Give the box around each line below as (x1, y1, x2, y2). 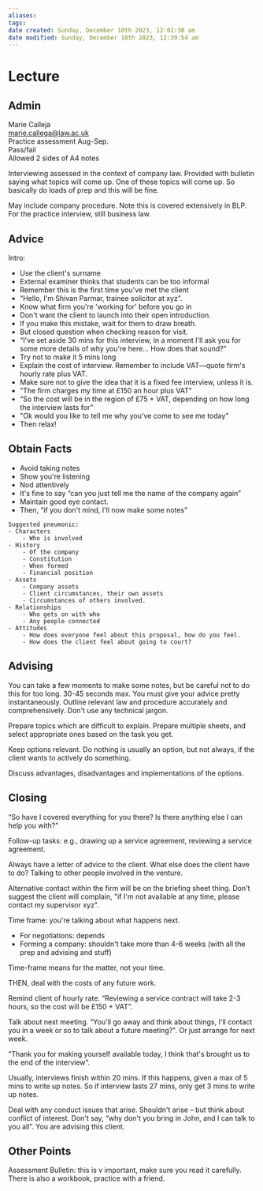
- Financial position (22, 569, 93, 577)
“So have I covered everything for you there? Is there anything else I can (8, 812, 243, 821)
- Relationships (8, 603, 61, 611)
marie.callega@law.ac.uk (8, 128, 89, 138)
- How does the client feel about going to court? (22, 637, 192, 646)
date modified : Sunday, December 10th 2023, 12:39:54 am (8, 33, 199, 42)
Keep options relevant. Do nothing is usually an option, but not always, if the (8, 744, 255, 754)
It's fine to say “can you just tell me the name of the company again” (19, 488, 242, 498)
